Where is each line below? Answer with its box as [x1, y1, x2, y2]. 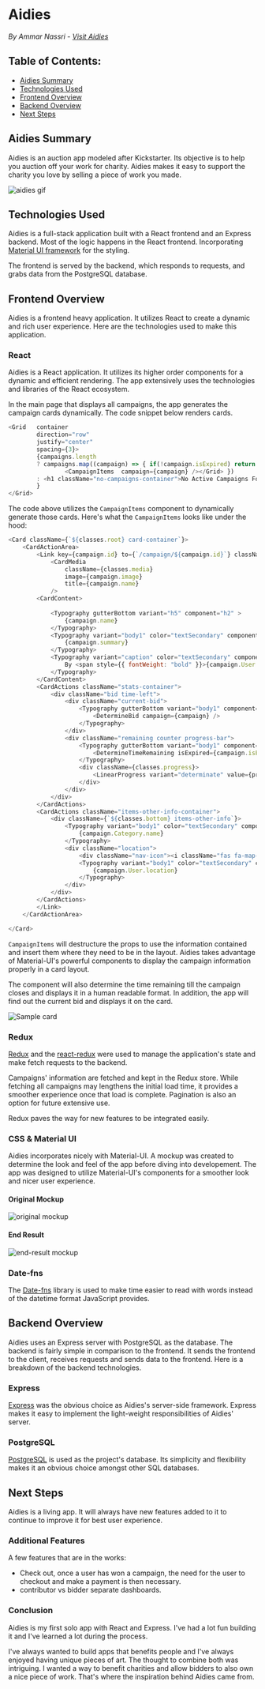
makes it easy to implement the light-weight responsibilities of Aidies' [8, 1409, 234, 1419]
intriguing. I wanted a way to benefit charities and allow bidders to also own [8, 1663, 254, 1672]
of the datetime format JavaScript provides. [8, 1293, 150, 1303]
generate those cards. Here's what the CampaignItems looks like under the [8, 512, 247, 522]
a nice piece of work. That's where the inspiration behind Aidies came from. [8, 1672, 255, 1681]
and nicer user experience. [8, 1176, 96, 1186]
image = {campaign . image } [64, 573, 144, 581]
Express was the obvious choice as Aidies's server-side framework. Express [8, 1401, 256, 1410]
